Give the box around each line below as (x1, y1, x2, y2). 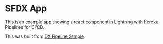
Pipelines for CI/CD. (5, 24, 45, 29)
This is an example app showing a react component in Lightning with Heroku (5, 19, 159, 25)
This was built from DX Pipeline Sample (5, 33, 84, 39)
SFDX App (5, 3, 47, 14)
